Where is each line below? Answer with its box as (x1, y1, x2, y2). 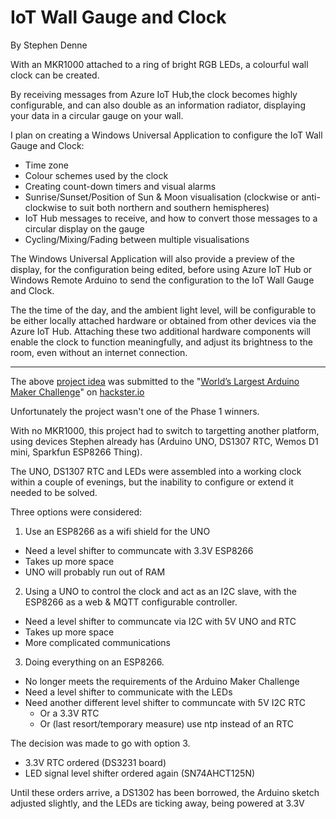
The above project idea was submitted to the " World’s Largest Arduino (10, 375, 300, 387)
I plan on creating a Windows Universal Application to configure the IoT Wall (10, 129, 323, 141)
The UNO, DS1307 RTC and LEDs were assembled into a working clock (10, 465, 302, 477)
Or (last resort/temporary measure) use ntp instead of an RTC (39, 717, 295, 730)
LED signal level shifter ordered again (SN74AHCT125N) (24, 767, 256, 779)
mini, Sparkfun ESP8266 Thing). (10, 446, 143, 458)
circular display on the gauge (24, 222, 145, 235)
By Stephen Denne (10, 39, 88, 51)
